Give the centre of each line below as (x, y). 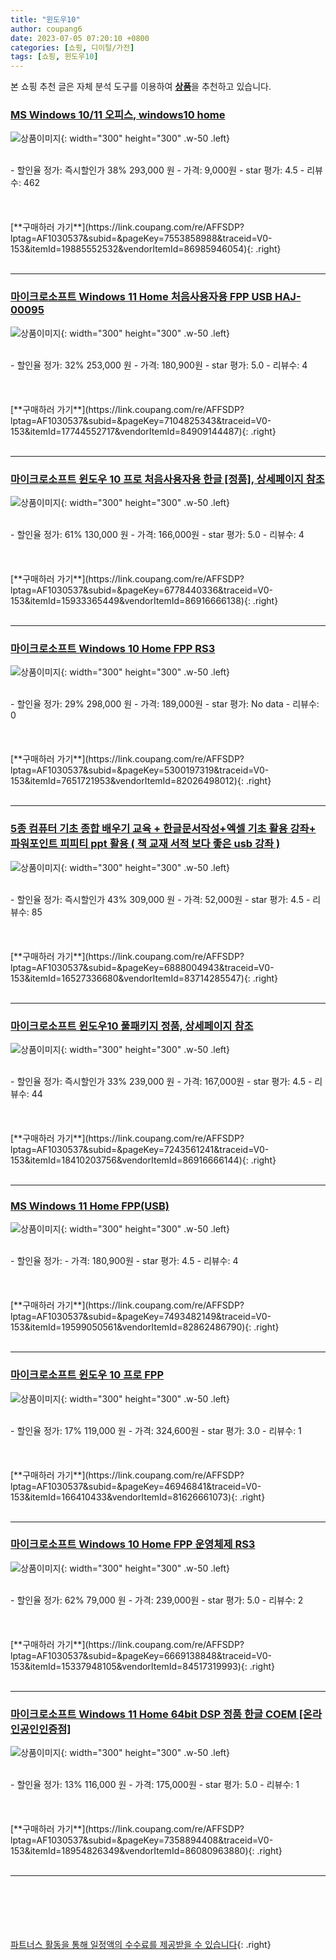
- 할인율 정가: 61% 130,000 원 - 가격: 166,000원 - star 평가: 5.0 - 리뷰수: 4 (157, 535)
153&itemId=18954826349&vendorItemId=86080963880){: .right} (146, 1851)
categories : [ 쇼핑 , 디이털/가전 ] (72, 47)
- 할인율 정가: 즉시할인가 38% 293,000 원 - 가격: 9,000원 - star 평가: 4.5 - (157, 170)
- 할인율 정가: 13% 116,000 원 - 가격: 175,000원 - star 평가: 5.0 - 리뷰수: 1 (155, 1785)
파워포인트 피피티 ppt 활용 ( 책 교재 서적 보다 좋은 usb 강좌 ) (145, 844)
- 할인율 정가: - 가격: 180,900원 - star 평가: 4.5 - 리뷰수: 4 (124, 1261)
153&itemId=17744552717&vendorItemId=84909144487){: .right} (143, 431)
